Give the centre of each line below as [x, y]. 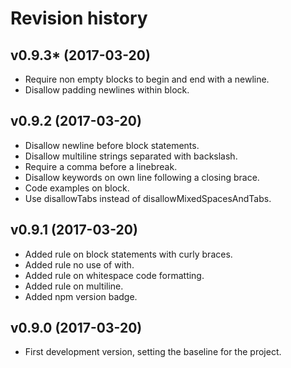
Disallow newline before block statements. [112, 145]
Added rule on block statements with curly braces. [128, 254]
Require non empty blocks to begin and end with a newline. [147, 79]
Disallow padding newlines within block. [107, 90]
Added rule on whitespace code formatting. [114, 275]
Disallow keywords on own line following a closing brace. [142, 177]
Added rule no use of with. [79, 264]
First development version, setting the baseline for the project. [153, 352]
